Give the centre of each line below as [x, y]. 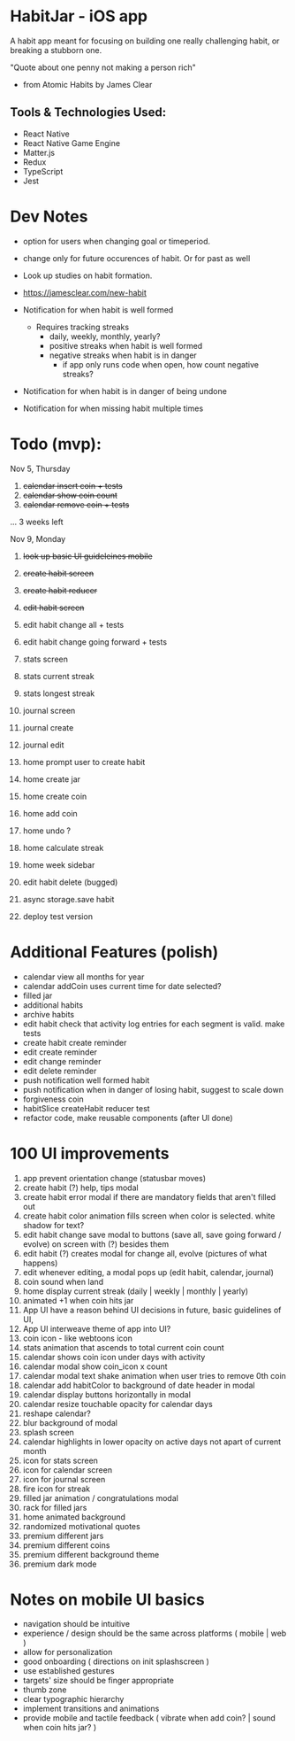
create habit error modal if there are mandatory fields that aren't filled [149, 1196]
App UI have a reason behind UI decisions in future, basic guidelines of [152, 1310]
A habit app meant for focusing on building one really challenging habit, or [145, 41]
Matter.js [39, 152]
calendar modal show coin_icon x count [95, 1366]
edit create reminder [60, 1052]
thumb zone [45, 1690]
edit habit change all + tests [73, 624]
